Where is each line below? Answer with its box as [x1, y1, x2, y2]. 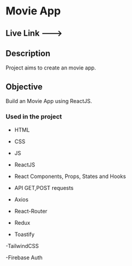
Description [5, 48, 50, 58]
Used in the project [5, 113, 62, 121]
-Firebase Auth [5, 253, 43, 261]
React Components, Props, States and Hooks [14, 173, 127, 180]
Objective [5, 81, 43, 92]
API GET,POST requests [14, 184, 74, 191]
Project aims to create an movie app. [5, 64, 97, 71]
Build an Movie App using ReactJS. [5, 98, 92, 105]
